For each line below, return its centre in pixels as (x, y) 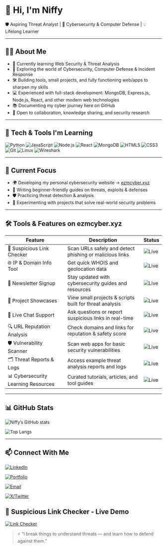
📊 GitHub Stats (29, 408)
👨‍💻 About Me (26, 52)
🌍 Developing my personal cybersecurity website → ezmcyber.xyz (81, 183)
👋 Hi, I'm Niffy (34, 10)
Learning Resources (31, 384)
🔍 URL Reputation (29, 327)
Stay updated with (89, 277)
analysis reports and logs (97, 366)
